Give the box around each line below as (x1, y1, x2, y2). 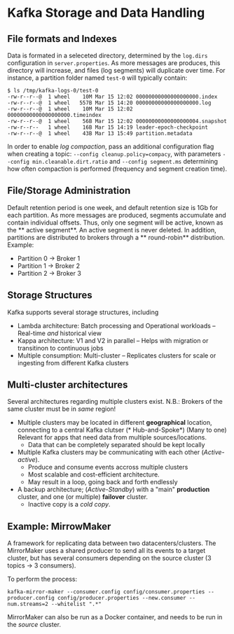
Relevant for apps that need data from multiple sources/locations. (17, 433, 207, 442)
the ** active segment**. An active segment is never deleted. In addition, (7, 225, 217, 234)
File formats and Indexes (7, 33, 118, 45)
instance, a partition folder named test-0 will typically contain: (7, 73, 188, 82)
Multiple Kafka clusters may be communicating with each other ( (17, 448, 205, 456)
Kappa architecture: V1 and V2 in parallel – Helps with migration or (17, 336, 209, 344)
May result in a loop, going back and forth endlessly (27, 478, 178, 486)
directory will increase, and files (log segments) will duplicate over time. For (7, 66, 226, 74)
